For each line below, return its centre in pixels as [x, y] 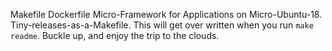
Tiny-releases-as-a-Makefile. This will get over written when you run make [162, 25]
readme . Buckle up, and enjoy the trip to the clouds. [115, 35]
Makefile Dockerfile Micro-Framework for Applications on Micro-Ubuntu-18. [166, 14]
